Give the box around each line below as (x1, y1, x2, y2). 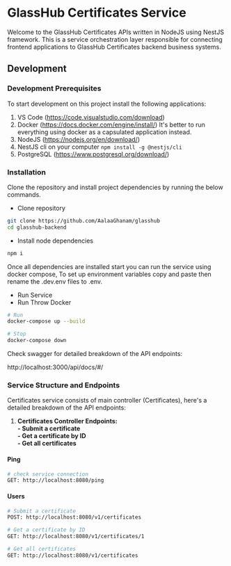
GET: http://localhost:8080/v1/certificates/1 (7, 533, 145, 540)
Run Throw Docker (17, 298, 72, 307)
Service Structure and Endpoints (7, 380, 120, 390)
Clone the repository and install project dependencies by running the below (7, 183, 224, 191)
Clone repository (17, 204, 66, 212)
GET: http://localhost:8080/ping (7, 477, 104, 484)
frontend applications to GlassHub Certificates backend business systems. (7, 42, 221, 51)
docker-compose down (7, 337, 67, 344)
